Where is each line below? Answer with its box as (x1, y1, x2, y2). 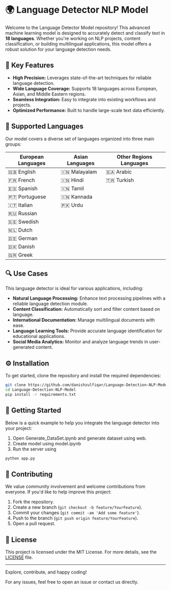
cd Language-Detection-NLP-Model (5, 387, 76, 393)
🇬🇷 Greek (8, 251, 33, 258)
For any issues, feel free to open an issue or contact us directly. (5, 579, 139, 585)
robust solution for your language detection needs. (5, 46, 112, 52)
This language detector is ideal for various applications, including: (5, 285, 144, 291)
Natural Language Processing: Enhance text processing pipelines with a (12, 295, 166, 302)
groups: (5, 141, 22, 147)
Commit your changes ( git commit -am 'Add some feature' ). (12, 510, 140, 516)
